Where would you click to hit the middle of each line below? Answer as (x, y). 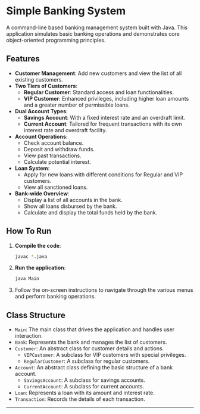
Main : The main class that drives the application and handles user (95, 329)
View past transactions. (52, 155)
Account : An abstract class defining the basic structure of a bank (94, 368)
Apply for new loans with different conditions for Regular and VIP (103, 175)
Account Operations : (41, 136)
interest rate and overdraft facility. (65, 130)
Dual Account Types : (41, 111)
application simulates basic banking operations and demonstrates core (93, 33)
